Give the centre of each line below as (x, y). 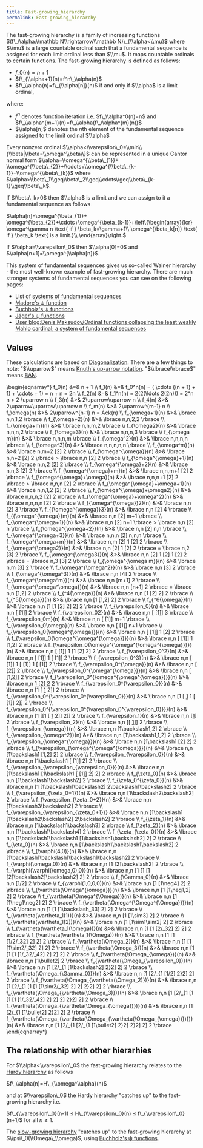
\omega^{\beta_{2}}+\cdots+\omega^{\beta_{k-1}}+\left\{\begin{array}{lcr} (99, 223)
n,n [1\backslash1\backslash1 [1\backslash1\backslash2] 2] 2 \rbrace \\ (94, 838)
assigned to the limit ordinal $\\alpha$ (62, 136)
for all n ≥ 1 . (38, 1119)
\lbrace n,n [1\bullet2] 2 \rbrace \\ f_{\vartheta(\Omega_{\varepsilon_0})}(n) (99, 961)
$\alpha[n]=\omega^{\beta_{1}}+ (47, 216)
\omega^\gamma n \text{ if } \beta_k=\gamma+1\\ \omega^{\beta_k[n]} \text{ (102, 229)
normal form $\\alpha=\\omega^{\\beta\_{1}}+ (63, 160)
